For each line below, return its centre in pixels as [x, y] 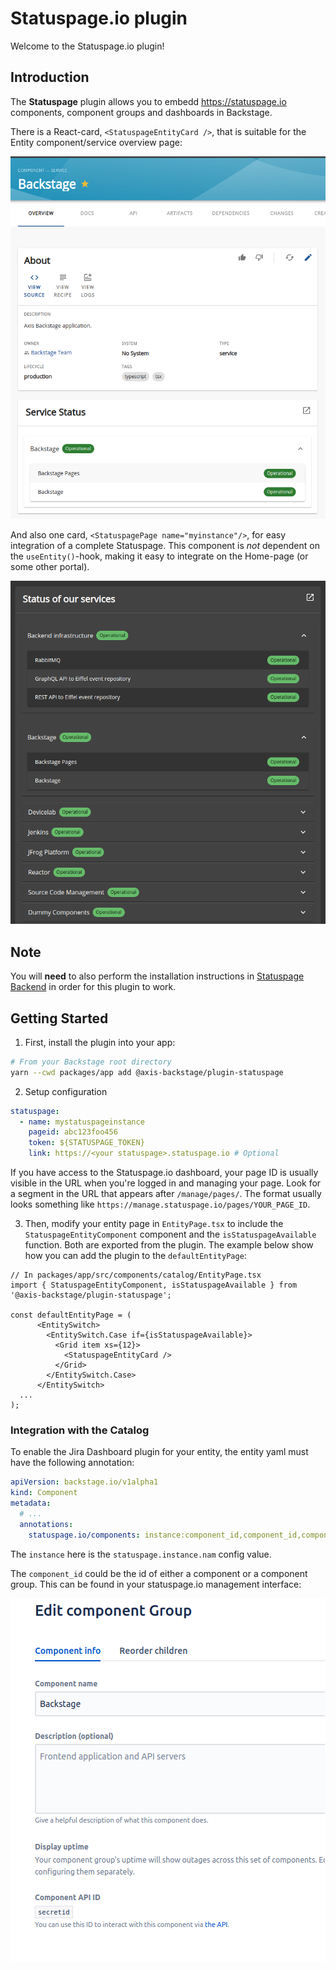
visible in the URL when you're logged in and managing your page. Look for [166, 1183]
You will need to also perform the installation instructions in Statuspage [157, 976]
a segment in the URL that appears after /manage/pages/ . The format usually [166, 1194]
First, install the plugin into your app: [100, 1042]
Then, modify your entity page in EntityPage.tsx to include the [154, 1224]
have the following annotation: [72, 1463]
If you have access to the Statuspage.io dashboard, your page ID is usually [164, 1173]
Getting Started [59, 1018]
